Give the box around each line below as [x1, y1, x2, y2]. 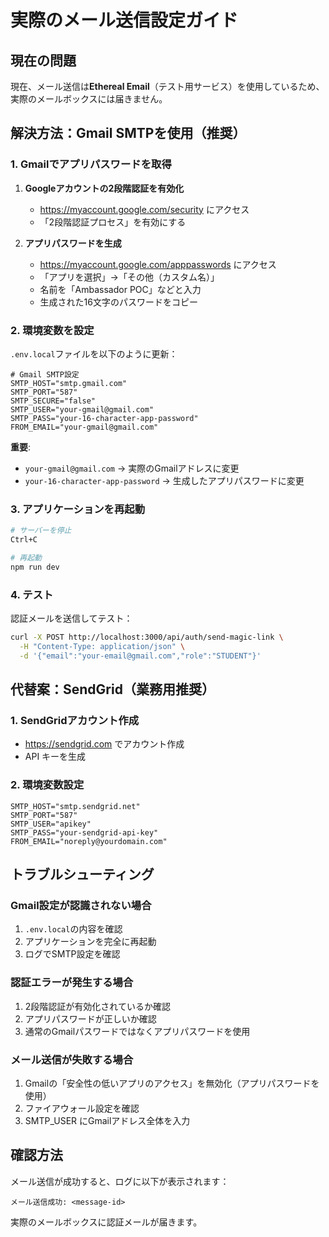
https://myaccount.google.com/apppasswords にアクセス [39, 258, 277, 270]
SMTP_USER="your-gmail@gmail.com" [10, 404, 155, 415]
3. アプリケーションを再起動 [10, 502, 146, 516]
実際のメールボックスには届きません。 [10, 93, 168, 105]
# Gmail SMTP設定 [10, 369, 80, 380]
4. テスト [10, 587, 54, 601]
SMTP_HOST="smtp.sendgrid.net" [10, 801, 141, 811]
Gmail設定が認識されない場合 [10, 899, 152, 912]
